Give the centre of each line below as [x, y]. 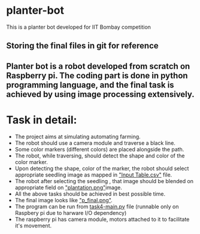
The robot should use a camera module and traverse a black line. [95, 143]
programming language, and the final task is [90, 85]
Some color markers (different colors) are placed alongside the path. [99, 149]
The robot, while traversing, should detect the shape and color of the [100, 156]
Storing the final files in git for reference [82, 46]
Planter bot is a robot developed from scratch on [98, 66]
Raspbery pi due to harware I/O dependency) [71, 212]
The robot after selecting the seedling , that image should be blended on [104, 181]
